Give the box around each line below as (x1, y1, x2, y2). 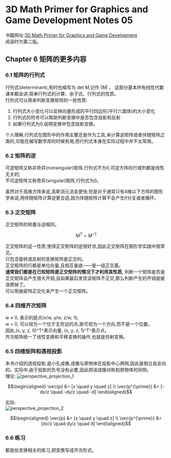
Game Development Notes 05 (5, 14, 133, 26)
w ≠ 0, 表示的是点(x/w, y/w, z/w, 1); (5, 315, 78, 321)
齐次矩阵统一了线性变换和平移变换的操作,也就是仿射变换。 (5, 334, 128, 340)
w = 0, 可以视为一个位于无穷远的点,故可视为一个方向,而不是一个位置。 (5, 321, 153, 327)
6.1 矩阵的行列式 (5, 72, 45, 79)
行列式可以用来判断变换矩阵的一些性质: (5, 97, 88, 103)
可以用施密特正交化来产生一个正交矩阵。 (5, 288, 91, 294)
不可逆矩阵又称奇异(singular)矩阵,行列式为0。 (5, 177, 101, 183)
